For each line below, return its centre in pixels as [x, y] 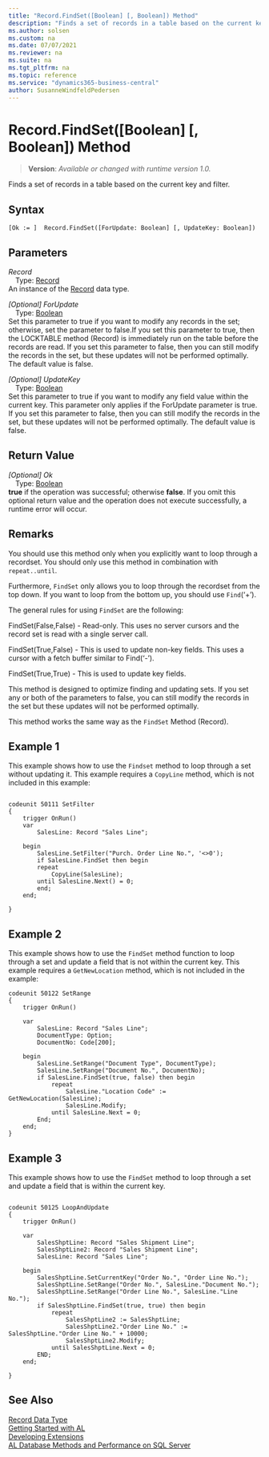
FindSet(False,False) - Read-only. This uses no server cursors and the [124, 625]
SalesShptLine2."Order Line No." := [126, 1327]
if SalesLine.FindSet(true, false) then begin [116, 1078]
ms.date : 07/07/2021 [43, 46]
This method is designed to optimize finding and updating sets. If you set [128, 688]
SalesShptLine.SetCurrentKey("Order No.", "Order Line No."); [143, 1278]
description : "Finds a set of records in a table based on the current [130, 23]
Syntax [26, 209]
